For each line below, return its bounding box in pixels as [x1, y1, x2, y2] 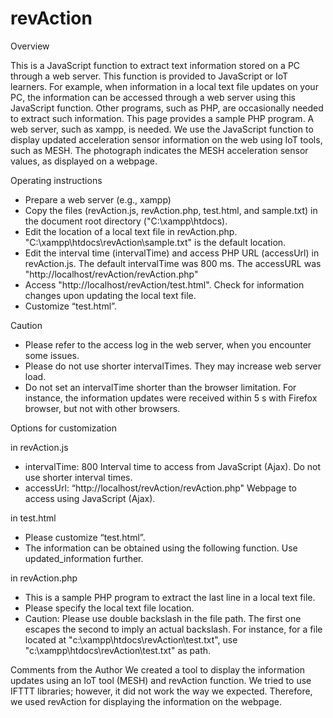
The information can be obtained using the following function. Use [24, 542, 298, 554]
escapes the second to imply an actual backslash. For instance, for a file [24, 623, 323, 635]
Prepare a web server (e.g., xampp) [24, 193, 172, 206]
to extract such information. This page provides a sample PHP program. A [10, 112, 315, 124]
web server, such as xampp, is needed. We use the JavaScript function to [10, 123, 314, 135]
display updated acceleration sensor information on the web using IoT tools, [10, 133, 323, 146]
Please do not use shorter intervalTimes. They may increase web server [24, 360, 322, 372]
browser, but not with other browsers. [24, 402, 181, 414]
